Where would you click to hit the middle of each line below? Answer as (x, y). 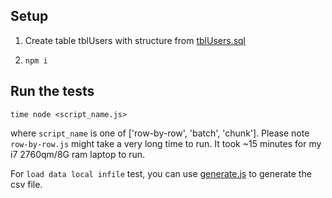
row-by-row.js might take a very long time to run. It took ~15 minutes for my (166, 143)
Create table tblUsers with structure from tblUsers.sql (135, 40)
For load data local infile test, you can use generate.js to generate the (161, 173)
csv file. (26, 184)
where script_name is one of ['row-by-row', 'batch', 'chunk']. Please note (160, 133)
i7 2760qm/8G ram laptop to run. (78, 154)
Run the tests (52, 91)
